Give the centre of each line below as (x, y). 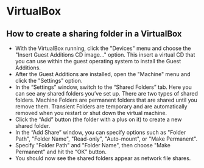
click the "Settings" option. (49, 81)
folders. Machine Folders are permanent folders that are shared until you (106, 100)
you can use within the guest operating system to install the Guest (98, 61)
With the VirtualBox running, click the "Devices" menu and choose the (103, 48)
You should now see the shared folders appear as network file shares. (103, 158)
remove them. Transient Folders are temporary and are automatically (101, 107)
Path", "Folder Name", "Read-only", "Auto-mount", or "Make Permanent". (106, 139)
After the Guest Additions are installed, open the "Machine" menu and (103, 74)
